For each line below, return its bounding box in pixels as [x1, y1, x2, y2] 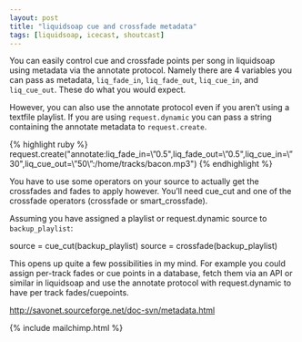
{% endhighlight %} [198, 159, 273, 170]
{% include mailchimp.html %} [9, 323, 124, 334]
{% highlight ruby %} [9, 139, 88, 150]
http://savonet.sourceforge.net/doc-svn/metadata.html [9, 305, 216, 316]
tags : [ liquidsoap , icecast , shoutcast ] [9, 30, 166, 39]
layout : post [9, 13, 59, 23]
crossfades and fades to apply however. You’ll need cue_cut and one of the [9, 186, 292, 197]
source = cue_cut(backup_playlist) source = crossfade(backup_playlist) [9, 241, 278, 252]
